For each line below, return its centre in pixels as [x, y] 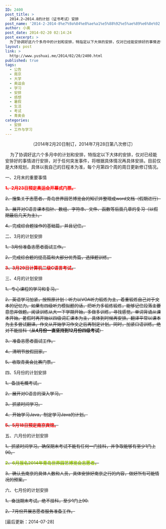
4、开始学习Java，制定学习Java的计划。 [46, 415]
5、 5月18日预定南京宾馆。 [32, 425]
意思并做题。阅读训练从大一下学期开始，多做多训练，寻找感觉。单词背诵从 [81, 312]
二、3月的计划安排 [24, 236]
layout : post [19, 47]
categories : [17, 120]
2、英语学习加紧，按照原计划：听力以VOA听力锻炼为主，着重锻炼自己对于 [80, 300]
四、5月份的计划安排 [26, 372]
